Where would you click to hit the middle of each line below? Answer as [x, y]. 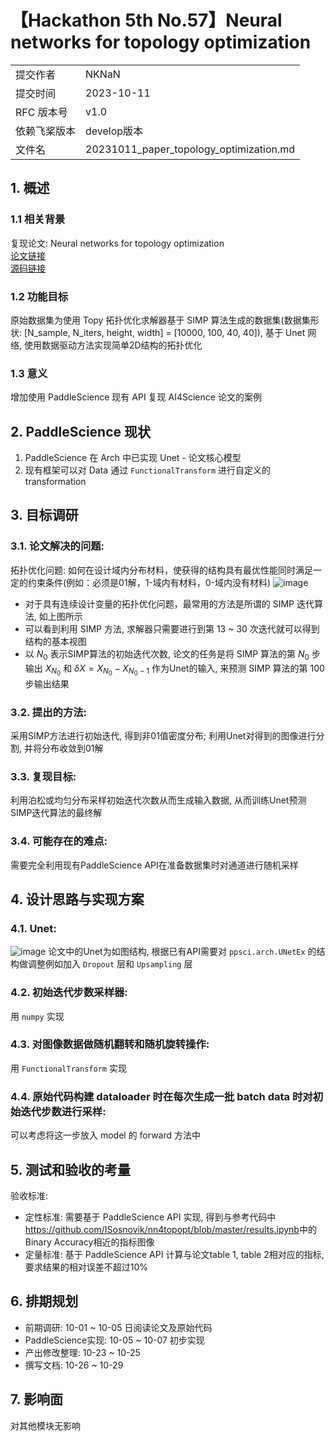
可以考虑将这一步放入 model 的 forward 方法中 [106, 1135]
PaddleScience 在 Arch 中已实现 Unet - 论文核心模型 [133, 458]
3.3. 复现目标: [43, 776]
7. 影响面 [36, 1399]
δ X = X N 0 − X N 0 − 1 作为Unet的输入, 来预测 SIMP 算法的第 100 [199, 670]
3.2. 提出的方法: [49, 712]
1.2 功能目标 [39, 296]
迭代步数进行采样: [63, 1111]
